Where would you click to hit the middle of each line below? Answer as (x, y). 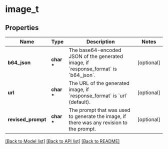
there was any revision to (98, 122)
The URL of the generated (99, 83)
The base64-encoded (95, 50)
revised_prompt (27, 119)
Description (100, 42)
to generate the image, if (97, 116)
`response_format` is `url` (98, 96)
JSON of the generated (96, 56)
